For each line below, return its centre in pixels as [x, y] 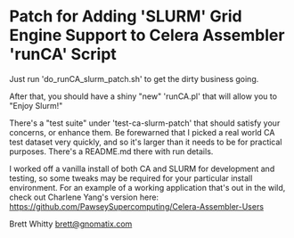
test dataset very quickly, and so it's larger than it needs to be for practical [146, 142]
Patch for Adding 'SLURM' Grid [126, 16]
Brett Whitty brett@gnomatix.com [71, 224]
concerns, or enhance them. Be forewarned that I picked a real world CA [142, 132]
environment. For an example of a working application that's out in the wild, [147, 187]
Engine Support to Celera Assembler [147, 35]
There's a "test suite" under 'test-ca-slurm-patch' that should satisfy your [145, 123]
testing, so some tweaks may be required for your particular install [131, 178]
